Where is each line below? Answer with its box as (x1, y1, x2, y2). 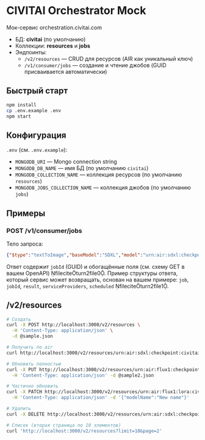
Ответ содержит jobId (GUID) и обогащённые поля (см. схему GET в (6, 263, 185, 270)
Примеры (6, 208, 46, 218)
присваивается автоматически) (24, 68, 107, 75)
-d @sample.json (12, 333, 53, 339)
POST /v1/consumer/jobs (6, 226, 82, 235)
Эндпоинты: (15, 48, 47, 55)
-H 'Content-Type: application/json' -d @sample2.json (12, 372, 154, 378)
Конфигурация (6, 130, 67, 140)
